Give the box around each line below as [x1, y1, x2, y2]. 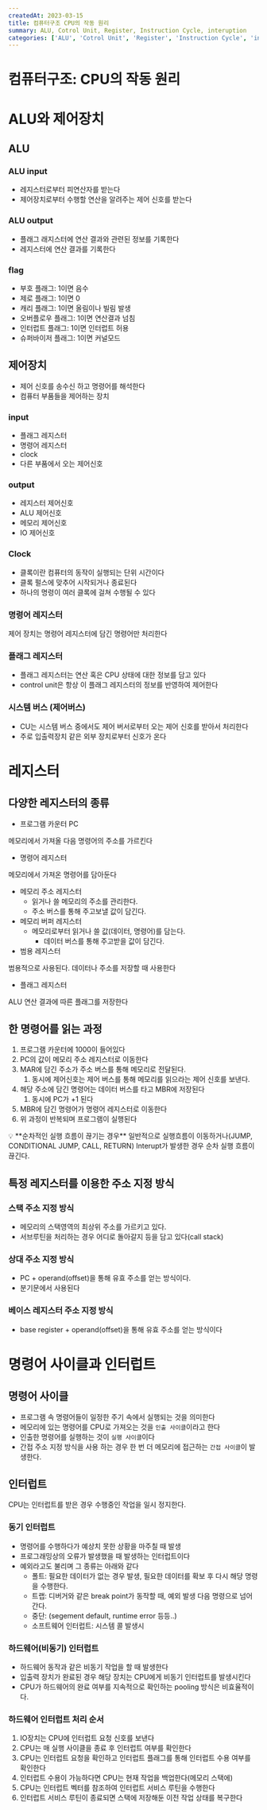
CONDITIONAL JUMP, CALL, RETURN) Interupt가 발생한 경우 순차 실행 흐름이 [8, 1141, 255, 1151]
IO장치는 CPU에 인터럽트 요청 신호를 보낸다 [19, 1734, 155, 1743]
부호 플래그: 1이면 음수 [19, 283, 89, 293]
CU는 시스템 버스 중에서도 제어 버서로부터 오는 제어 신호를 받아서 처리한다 [19, 721, 249, 731]
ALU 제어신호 [19, 508, 62, 517]
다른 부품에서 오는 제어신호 [19, 459, 103, 469]
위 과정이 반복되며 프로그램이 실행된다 [19, 1114, 137, 1124]
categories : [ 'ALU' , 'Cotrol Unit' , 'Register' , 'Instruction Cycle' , [8, 33, 247, 42]
